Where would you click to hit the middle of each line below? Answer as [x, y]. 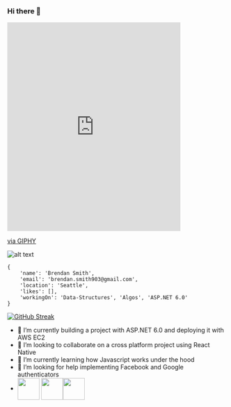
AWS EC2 [31, 337]
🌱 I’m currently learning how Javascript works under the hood [106, 360]
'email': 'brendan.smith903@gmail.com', [79, 280]
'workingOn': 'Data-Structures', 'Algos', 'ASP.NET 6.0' [104, 298]
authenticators [38, 374]
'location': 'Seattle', [54, 286]
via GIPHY [22, 241]
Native [26, 352]
